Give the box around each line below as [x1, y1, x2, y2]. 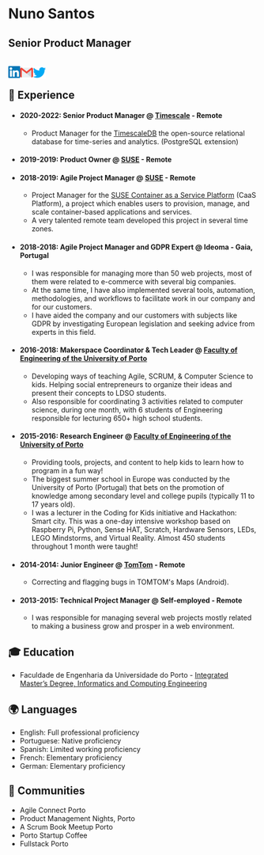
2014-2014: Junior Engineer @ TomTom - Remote [19, 560, 186, 569]
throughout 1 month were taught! [31, 541, 138, 551]
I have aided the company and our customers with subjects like [31, 310, 238, 320]
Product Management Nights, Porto [19, 813, 136, 823]
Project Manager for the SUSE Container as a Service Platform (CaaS [31, 191, 257, 200]
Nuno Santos [8, 5, 95, 23]
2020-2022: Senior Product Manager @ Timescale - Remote [19, 110, 223, 120]
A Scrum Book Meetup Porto [19, 822, 113, 831]
